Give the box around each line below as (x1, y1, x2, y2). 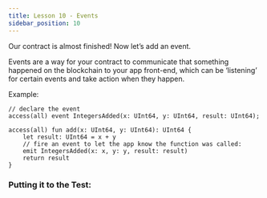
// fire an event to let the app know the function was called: (22, 139, 242, 148)
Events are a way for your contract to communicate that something (8, 57, 229, 67)
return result (22, 154, 70, 162)
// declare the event (8, 105, 81, 113)
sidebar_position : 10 (8, 19, 81, 27)
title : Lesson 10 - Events (8, 11, 99, 20)
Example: (8, 89, 39, 99)
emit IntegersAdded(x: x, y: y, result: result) (22, 147, 188, 155)
